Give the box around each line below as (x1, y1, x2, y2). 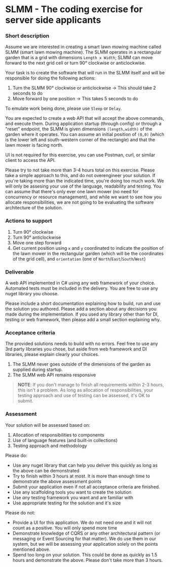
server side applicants (5, 14, 101, 26)
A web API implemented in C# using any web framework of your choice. (5, 280, 155, 286)
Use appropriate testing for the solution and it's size (12, 500, 121, 506)
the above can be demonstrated (12, 467, 79, 473)
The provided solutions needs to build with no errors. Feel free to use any (5, 340, 158, 347)
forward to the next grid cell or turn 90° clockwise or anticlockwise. (5, 60, 146, 66)
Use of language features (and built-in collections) (12, 437, 118, 443)
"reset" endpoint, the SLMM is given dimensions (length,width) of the (5, 126, 153, 132)
